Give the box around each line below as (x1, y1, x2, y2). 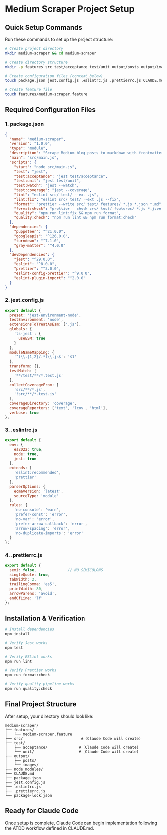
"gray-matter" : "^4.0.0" (14, 243, 66, 248)
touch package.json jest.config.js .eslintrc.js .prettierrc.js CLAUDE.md (5, 78, 164, 83)
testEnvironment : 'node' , (9, 317, 64, 322)
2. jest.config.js (5, 297, 44, 304)
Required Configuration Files (5, 106, 96, 114)
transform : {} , (9, 364, 41, 369)
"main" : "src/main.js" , (9, 155, 59, 160)
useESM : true (18, 336, 46, 341)
